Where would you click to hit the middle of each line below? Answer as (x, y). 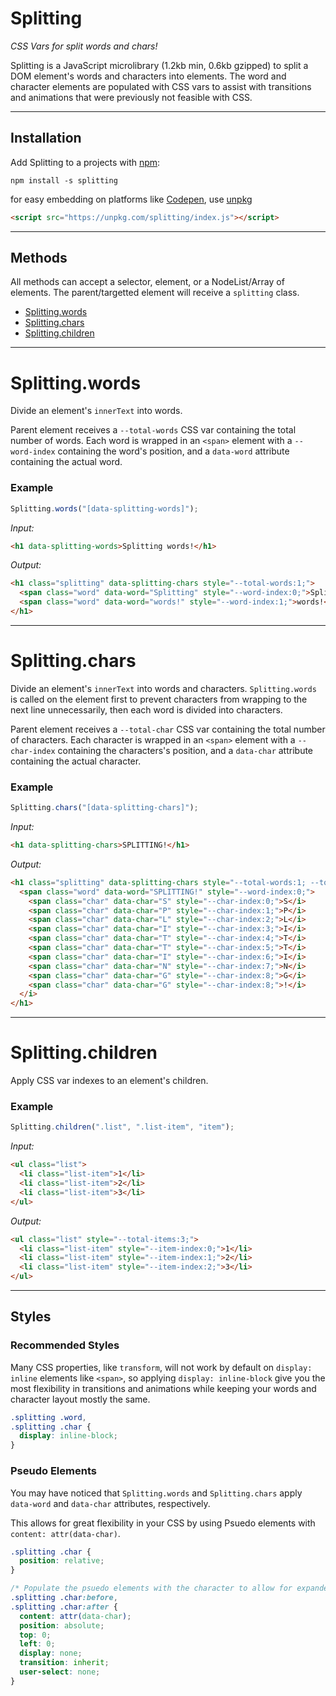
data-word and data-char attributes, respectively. (110, 1503)
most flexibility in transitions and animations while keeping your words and (163, 1388)
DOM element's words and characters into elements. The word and (148, 76)
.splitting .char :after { (64, 1607)
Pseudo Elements (53, 1471)
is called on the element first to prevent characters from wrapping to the (159, 699)
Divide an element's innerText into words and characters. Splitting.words (163, 688)
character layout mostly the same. (80, 1399)
